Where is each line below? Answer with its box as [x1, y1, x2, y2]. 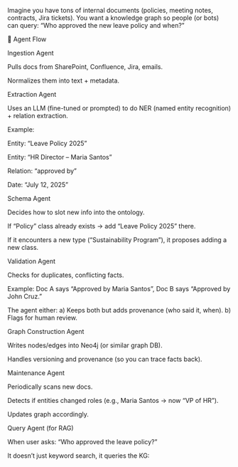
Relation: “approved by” [7, 167, 77, 175]
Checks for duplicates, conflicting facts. [7, 271, 124, 279]
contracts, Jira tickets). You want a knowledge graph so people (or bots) [7, 14, 220, 22]
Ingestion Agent [7, 49, 55, 57]
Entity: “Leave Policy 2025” [7, 139, 87, 147]
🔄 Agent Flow [7, 35, 47, 43]
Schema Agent [7, 194, 51, 202]
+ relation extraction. [7, 112, 69, 120]
